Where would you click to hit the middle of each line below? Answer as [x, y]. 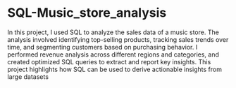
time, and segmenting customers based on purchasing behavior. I [103, 47]
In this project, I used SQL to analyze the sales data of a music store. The [113, 32]
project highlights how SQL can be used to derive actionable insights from [114, 69]
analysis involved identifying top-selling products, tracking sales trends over [118, 39]
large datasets [28, 76]
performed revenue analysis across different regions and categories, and [113, 54]
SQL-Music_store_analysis [87, 13]
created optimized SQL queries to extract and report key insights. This [109, 61]
